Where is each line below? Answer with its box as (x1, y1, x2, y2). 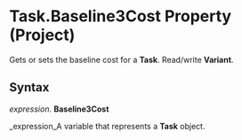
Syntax (9, 80, 50, 95)
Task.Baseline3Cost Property (9, 6, 232, 27)
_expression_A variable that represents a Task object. (9, 121, 206, 131)
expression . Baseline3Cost (9, 104, 109, 114)
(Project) (9, 25, 76, 45)
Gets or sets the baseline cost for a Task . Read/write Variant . (9, 54, 234, 65)
